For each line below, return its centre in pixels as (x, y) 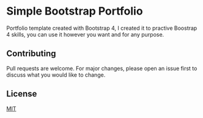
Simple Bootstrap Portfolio (75, 11)
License (22, 94)
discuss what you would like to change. (56, 75)
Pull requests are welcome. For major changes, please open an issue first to (102, 68)
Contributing (31, 54)
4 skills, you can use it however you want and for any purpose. (85, 34)
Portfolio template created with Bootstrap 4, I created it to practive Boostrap (102, 28)
